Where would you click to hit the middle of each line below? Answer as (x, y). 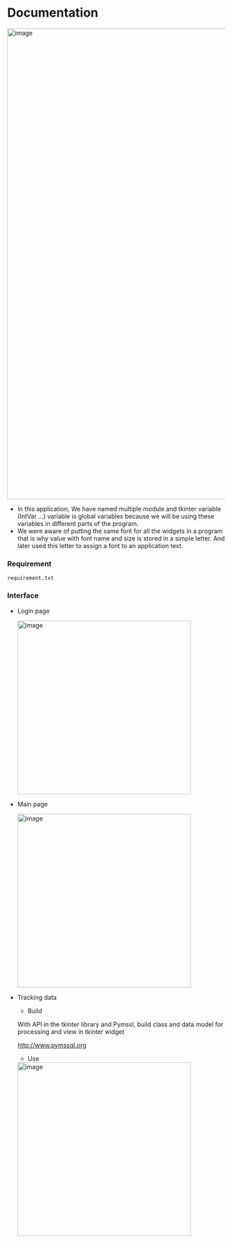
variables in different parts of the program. (78, 523)
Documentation (53, 13)
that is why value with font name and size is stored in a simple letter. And (121, 538)
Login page (33, 611)
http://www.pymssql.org (52, 1045)
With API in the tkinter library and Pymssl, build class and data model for (120, 1024)
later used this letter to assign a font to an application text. (100, 545)
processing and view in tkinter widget (71, 1031)
